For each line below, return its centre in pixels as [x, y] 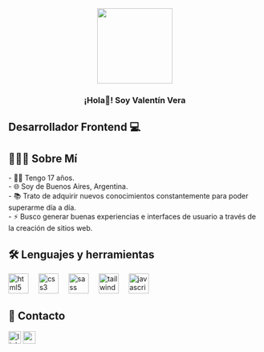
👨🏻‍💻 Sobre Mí [43, 159]
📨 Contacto [37, 316]
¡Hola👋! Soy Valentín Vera [135, 100]
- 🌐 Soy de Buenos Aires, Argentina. [68, 186]
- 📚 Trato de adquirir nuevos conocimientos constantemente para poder [128, 196]
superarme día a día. [42, 207]
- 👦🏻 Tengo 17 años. [41, 178]
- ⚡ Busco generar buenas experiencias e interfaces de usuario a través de [132, 217]
